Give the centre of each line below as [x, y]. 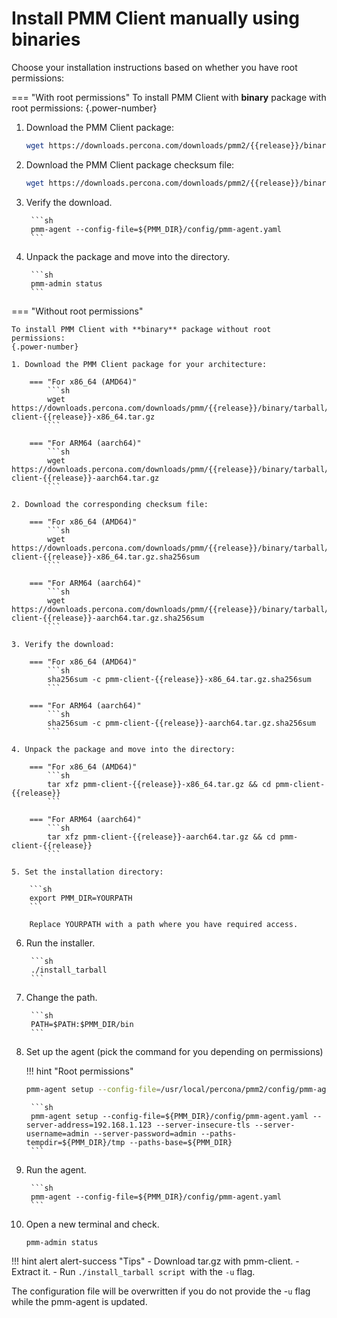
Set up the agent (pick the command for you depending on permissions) [174, 1051]
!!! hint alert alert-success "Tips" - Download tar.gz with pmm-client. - [155, 1261]
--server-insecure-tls [203, 1125]
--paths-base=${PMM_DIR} [181, 1142]
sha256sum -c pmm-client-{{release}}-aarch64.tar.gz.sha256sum [181, 723]
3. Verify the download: [63, 644]
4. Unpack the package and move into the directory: [123, 749]
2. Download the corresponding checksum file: [110, 504]
